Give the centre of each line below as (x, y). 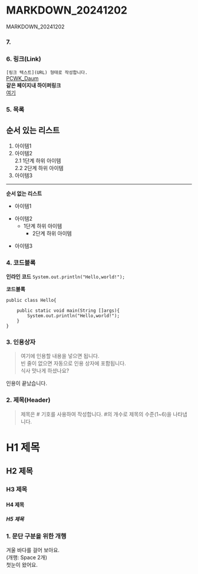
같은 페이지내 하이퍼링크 (34, 86)
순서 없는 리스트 (24, 193)
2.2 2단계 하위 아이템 (39, 168)
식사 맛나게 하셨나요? (45, 371)
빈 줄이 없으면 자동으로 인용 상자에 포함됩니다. (73, 363)
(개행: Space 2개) (27, 557)
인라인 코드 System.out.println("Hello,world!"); (66, 277)
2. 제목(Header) (28, 400)
